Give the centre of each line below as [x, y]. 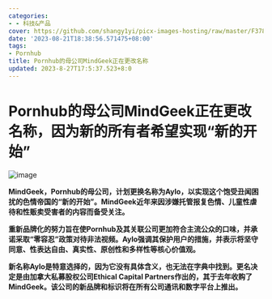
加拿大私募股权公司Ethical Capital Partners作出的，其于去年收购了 [141, 276]
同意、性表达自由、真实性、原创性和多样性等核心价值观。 [104, 249]
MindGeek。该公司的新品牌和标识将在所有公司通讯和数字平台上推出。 [125, 286]
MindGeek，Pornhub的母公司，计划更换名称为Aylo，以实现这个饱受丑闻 [130, 191]
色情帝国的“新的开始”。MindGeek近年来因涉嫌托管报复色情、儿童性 [136, 201]
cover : [19, 31]
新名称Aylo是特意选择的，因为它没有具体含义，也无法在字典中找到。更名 [130, 266]
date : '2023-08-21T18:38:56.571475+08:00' [81, 38]
